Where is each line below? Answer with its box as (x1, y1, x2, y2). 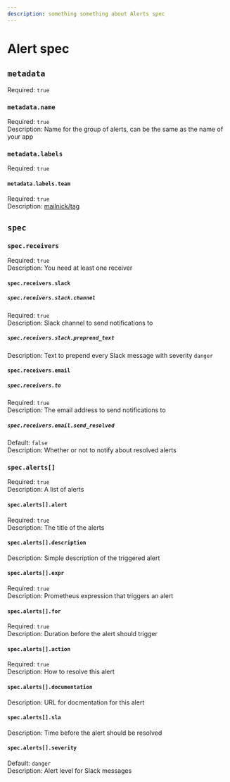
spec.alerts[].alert (7, 502, 68, 509)
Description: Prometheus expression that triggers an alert (7, 592, 174, 600)
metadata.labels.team (7, 180, 71, 187)
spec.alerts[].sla (7, 714, 61, 721)
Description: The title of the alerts (7, 523, 105, 532)
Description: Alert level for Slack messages (7, 767, 132, 775)
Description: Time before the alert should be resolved (7, 728, 162, 737)
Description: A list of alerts (7, 485, 84, 494)
